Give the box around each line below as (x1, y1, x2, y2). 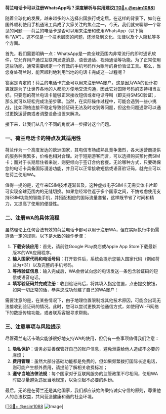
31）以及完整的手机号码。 (24, 262, 77, 268)
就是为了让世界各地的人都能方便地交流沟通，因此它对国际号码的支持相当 (9, 86, 157, 92)
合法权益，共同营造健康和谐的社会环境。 (13, 393, 96, 399)
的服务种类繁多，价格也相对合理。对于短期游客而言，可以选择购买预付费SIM (5, 153, 161, 159)
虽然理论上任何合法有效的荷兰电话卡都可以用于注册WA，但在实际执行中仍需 (5, 226, 160, 232)
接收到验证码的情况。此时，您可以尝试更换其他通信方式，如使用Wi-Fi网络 (9, 303, 159, 309)
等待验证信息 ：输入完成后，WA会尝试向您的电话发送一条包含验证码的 (12, 268, 154, 274)
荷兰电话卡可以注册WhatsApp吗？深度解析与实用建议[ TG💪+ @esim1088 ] (5, 5, 155, 10)
